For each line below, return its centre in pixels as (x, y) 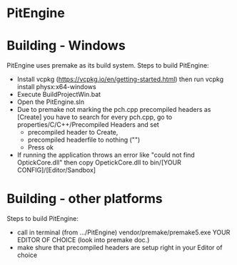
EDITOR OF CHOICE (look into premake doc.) (83, 240)
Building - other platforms (85, 199)
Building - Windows (66, 46)
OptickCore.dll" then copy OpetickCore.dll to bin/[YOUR (99, 162)
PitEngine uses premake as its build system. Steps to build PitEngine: (108, 66)
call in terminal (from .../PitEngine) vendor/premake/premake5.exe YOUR (123, 232)
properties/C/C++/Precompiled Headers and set (88, 125)
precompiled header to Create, (73, 132)
